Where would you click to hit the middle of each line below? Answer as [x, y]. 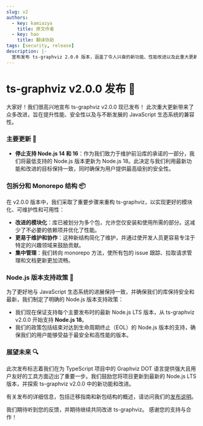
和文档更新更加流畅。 [47, 261]
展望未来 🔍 [23, 352]
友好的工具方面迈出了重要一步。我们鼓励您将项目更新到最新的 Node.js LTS [104, 376]
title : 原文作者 [36, 29]
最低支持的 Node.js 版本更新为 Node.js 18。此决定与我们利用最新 [106, 161]
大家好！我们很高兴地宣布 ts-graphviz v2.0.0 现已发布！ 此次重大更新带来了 [100, 107]
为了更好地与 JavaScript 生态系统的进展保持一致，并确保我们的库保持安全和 [101, 292]
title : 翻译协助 [36, 40]
